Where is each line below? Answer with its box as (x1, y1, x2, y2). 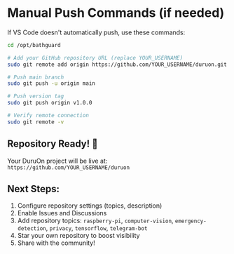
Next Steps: (7, 183, 60, 195)
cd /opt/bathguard (7, 41, 61, 48)
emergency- (174, 218, 207, 225)
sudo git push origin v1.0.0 (7, 100, 92, 107)
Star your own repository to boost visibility (17, 232, 140, 240)
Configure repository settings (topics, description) (17, 201, 163, 210)
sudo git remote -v (7, 118, 64, 126)
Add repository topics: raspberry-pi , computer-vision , (17, 216, 174, 225)
